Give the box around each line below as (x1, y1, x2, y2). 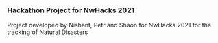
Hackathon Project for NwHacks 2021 (7, 5, 135, 15)
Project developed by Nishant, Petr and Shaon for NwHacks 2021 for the (7, 21, 211, 29)
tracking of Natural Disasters (7, 28, 88, 36)
